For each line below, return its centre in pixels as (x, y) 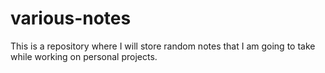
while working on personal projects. (84, 56)
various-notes (71, 18)
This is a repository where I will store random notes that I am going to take (163, 46)
